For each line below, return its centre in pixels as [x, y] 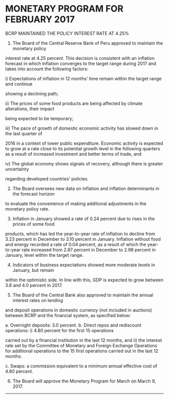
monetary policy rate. [27, 209]
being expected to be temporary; [39, 118]
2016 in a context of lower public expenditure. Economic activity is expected [84, 143]
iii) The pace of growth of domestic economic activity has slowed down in [82, 128]
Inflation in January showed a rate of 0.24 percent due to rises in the [83, 219]
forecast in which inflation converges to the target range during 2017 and [81, 63]
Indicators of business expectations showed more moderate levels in [84, 265]
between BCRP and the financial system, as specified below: [68, 315]
